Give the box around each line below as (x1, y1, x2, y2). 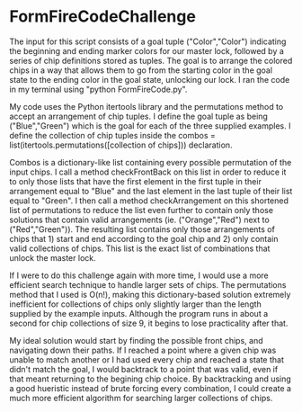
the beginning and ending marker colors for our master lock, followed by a (9, 45, 285, 56)
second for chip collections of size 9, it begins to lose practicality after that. (9, 318, 289, 328)
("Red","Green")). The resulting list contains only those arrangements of (9, 223, 276, 235)
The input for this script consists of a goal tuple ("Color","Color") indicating (9, 36, 287, 47)
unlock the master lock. (9, 252, 96, 263)
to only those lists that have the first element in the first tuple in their (9, 175, 262, 186)
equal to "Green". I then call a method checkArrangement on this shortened (9, 195, 289, 206)
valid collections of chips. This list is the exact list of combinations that (9, 243, 271, 254)
